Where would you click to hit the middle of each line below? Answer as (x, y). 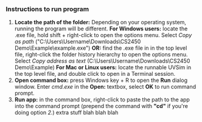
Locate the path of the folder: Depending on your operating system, (100, 22)
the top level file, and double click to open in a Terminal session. (95, 74)
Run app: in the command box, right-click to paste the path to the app (102, 100)
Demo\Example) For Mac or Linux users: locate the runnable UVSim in (103, 67)
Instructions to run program (47, 9)
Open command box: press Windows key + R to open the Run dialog (101, 80)
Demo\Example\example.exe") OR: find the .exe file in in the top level (101, 48)
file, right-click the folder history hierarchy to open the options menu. (101, 55)
